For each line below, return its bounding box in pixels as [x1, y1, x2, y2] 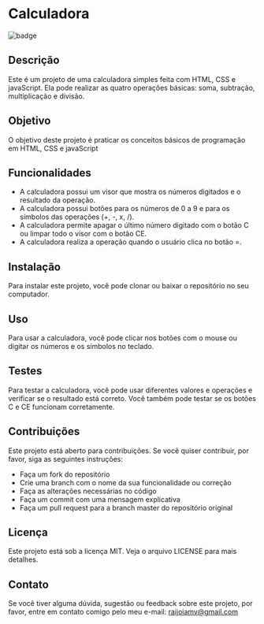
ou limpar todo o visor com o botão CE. [19, 229, 147, 239]
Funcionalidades [8, 166, 92, 180]
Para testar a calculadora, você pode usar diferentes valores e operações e [8, 385, 253, 395]
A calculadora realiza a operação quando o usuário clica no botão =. [19, 237, 242, 247]
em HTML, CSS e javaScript [8, 143, 99, 153]
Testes [8, 364, 43, 378]
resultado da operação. [19, 195, 96, 205]
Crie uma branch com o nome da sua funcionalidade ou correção [19, 477, 232, 487]
